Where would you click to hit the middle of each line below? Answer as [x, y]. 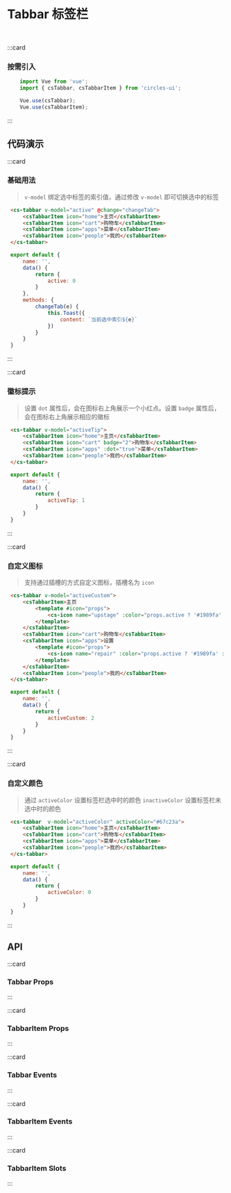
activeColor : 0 [69, 893]
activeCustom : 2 [71, 718]
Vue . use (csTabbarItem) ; [54, 107]
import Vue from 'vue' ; [54, 82]
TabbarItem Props [38, 1028]
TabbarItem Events [40, 1121]
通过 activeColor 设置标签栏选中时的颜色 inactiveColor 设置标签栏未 [123, 800]
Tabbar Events [32, 1075]
